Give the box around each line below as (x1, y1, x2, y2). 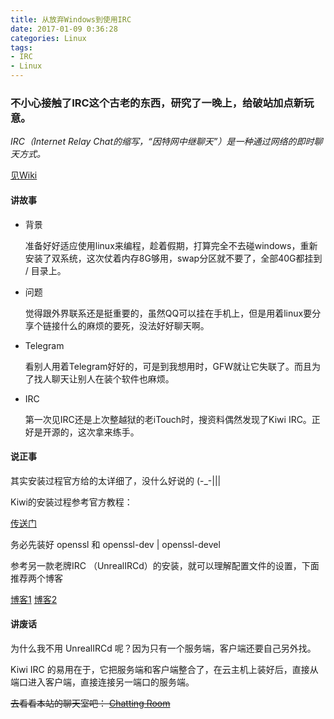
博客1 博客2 (10, 593, 58, 605)
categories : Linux (10, 33, 87, 43)
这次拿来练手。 (77, 426, 140, 438)
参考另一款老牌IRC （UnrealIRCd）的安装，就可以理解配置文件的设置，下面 (10, 559, 320, 571)
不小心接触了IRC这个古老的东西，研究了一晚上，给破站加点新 (10, 96, 305, 110)
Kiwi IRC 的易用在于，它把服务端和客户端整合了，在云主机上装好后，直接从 (10, 663, 319, 675)
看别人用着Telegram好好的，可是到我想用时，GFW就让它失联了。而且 (24, 360, 312, 372)
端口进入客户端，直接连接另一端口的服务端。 (10, 676, 195, 688)
